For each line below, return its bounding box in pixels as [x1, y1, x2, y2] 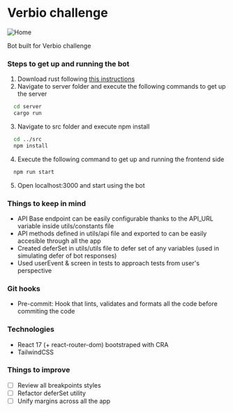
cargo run [13, 110, 42, 117]
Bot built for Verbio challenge [7, 41, 91, 50]
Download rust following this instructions [17, 75, 135, 83]
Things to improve [7, 365, 70, 375]
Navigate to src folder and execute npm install [17, 122, 150, 131]
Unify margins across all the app [17, 397, 111, 405]
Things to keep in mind [7, 198, 86, 208]
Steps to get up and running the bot [7, 59, 130, 68]
